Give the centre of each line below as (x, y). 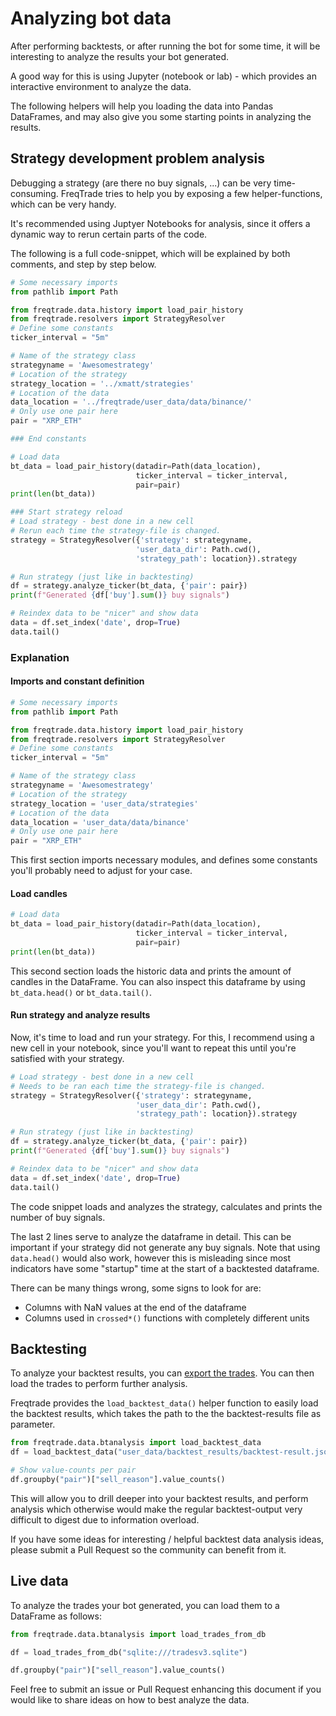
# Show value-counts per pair (73, 1470)
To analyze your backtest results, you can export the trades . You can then (162, 1373)
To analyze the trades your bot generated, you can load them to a (145, 1605)
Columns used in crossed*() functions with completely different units (167, 1318)
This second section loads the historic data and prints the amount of (151, 971)
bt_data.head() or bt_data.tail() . (81, 992)
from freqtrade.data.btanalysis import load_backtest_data (136, 1443)
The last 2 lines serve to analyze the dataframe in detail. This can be (151, 1236)
